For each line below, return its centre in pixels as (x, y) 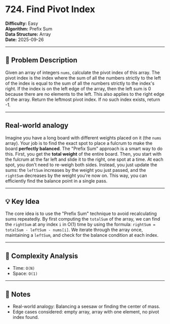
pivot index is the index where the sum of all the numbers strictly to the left (83, 78)
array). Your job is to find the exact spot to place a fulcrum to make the (79, 143)
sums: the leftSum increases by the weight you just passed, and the (76, 170)
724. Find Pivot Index (50, 9)
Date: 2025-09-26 (25, 40)
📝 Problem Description (41, 60)
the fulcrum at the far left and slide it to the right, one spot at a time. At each (84, 159)
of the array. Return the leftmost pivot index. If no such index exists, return (83, 99)
